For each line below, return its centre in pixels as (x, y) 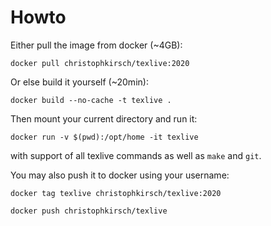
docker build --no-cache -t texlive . (91, 100)
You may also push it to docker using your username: (120, 175)
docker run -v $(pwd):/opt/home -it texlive (104, 137)
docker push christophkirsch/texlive (89, 211)
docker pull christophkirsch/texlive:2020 (100, 63)
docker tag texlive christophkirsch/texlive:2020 (116, 193)
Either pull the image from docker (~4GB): (96, 45)
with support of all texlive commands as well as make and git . (136, 155)
